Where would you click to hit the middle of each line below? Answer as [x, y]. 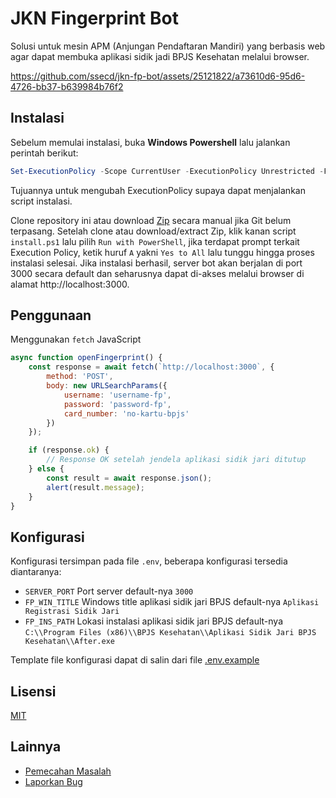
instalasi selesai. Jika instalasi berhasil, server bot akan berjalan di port [156, 263]
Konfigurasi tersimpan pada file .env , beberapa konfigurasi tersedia [149, 561]
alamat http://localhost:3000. [70, 284]
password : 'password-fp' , [117, 404]
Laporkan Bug [53, 781]
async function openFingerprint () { [86, 358]
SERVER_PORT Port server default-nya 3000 [109, 591]
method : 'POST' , [80, 377]
